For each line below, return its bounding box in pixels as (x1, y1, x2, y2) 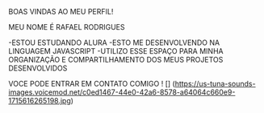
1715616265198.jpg (8, 96, 71, 105)
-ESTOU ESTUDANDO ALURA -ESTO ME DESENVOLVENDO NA (8, 38, 220, 47)
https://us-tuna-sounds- (174, 79, 256, 88)
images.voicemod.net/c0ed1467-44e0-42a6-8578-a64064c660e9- (8, 87, 236, 97)
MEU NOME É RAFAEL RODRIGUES (8, 22, 125, 31)
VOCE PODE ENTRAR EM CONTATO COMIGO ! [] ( (8, 79, 175, 88)
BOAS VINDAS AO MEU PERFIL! (8, 7, 114, 16)
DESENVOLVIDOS (8, 63, 68, 73)
